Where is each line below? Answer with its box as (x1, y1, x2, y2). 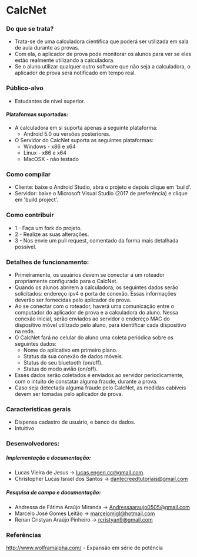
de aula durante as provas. (14, 44, 79, 51)
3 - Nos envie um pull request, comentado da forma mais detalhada (14, 237, 179, 244)
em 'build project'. (14, 196, 59, 204)
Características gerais (6, 405, 71, 413)
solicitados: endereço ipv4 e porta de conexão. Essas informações (14, 290, 176, 297)
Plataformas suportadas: (6, 111, 69, 118)
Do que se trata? (6, 25, 54, 33)
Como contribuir (6, 211, 54, 219)
